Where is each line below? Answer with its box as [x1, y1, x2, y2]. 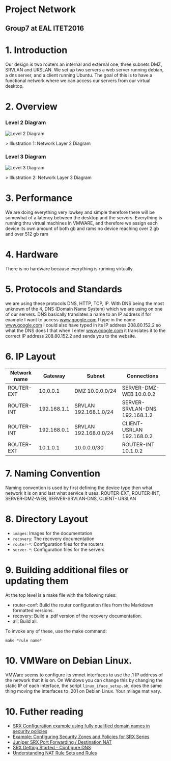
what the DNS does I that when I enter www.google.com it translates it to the [5, 327, 166, 334]
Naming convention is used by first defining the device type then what [5, 485, 153, 491]
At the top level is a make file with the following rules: [5, 592, 117, 598]
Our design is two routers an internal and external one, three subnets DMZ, [5, 61, 162, 67]
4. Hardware [5, 249, 59, 261]
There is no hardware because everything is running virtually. [5, 266, 134, 272]
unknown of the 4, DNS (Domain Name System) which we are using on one [5, 306, 163, 312]
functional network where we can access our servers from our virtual [5, 78, 151, 84]
